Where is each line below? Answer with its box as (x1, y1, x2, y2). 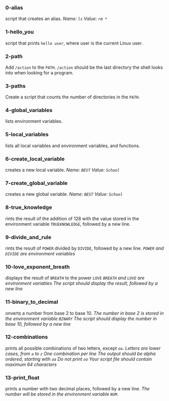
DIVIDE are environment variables (5, 250, 75, 256)
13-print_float (5, 374, 40, 381)
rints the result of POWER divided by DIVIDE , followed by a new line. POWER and (5, 245, 164, 251)
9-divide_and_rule (5, 233, 52, 240)
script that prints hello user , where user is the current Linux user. (5, 40, 143, 46)
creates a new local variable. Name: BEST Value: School (5, 167, 120, 173)
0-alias (5, 4, 23, 11)
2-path (5, 52, 23, 60)
